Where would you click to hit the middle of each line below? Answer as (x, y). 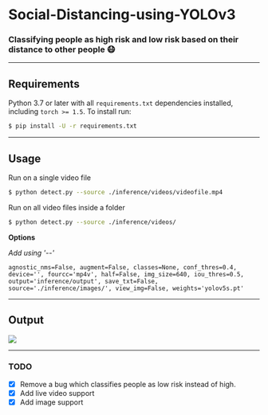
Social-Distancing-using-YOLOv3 (122, 15)
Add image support (51, 402)
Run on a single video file (50, 178)
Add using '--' (31, 253)
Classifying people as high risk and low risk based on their (124, 40)
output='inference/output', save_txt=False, (83, 281)
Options (22, 237)
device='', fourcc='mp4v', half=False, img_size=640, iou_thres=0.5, (126, 274)
